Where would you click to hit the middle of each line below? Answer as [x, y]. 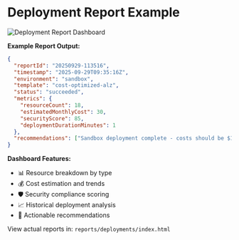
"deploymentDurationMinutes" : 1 [68, 125]
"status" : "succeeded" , [49, 92]
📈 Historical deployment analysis [67, 205]
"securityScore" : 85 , [52, 118]
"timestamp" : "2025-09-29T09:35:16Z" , [71, 72]
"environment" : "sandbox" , [54, 79]
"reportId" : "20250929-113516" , [62, 66]
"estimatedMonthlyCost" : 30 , [63, 112]
